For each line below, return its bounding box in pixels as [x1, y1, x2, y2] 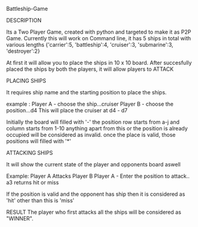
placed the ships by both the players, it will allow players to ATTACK [6, 65, 174, 73]
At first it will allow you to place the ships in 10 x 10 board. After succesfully [6, 59, 192, 66]
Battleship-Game [6, 5, 48, 12]
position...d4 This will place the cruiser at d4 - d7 [6, 107, 128, 114]
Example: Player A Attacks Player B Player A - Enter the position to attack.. [6, 172, 190, 180]
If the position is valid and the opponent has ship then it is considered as [6, 190, 185, 198]
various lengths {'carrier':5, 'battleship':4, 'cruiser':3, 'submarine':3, [6, 41, 174, 48]
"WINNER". [6, 215, 34, 222]
